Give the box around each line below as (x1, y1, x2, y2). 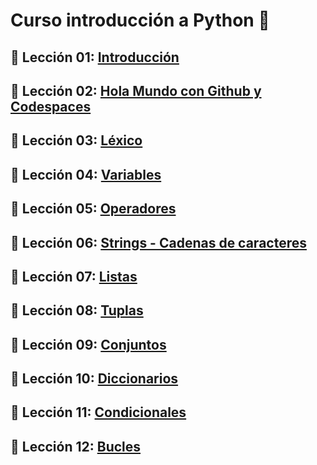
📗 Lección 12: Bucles (10, 438, 142, 455)
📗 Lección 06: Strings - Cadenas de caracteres (10, 234, 307, 251)
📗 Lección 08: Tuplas (10, 302, 144, 319)
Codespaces (10, 98, 92, 115)
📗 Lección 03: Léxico (10, 132, 143, 149)
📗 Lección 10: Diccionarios (10, 370, 179, 388)
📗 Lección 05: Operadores (10, 200, 177, 218)
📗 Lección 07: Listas (10, 268, 138, 285)
